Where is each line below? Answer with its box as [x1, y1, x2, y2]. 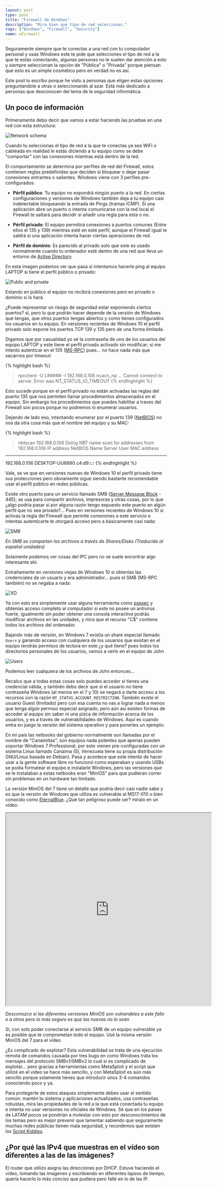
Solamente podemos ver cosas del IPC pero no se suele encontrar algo [5, 553, 156, 560]
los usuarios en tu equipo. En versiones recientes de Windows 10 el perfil [5, 320, 160, 327]
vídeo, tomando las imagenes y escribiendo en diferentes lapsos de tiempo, [5, 1170, 166, 1176]
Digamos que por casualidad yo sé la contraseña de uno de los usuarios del [5, 336, 166, 342]
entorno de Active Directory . [12, 253, 73, 259]
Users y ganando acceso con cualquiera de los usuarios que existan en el [5, 637, 161, 643]
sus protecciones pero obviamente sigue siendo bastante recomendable [5, 475, 159, 481]
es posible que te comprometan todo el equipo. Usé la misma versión [5, 1032, 152, 1038]
